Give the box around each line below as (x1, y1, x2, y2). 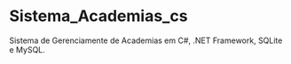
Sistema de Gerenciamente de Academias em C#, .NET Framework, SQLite (9, 35, 283, 46)
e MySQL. (9, 44, 46, 54)
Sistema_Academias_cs (9, 6, 188, 26)
